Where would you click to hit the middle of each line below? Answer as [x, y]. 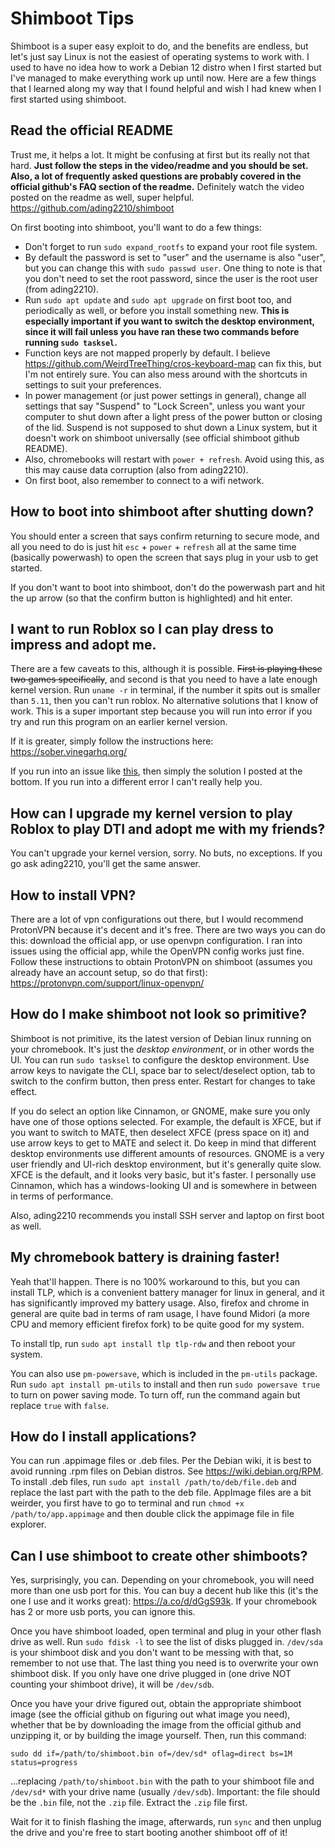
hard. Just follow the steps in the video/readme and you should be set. [159, 165]
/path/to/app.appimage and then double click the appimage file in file [152, 1514]
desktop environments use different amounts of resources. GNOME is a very [167, 1153]
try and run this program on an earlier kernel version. [119, 722]
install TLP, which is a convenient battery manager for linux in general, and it [167, 1292]
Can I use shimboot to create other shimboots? [159, 1555]
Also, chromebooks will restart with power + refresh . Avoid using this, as [174, 459]
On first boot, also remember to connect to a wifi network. [144, 480]
